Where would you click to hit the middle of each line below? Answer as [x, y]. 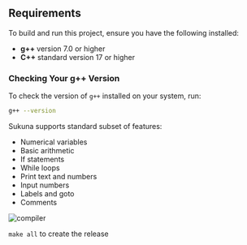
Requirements [45, 13]
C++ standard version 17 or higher [78, 57]
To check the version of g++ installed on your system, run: [105, 96]
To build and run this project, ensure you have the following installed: [124, 32]
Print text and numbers [58, 176]
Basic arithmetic [47, 150]
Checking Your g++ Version [64, 78]
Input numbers [45, 185]
